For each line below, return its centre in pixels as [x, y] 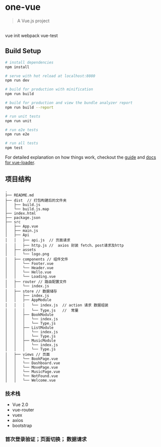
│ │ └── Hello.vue [28, 272]
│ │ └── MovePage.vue [31, 367]
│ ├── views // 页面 [27, 354]
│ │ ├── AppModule [28, 300]
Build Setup [23, 51]
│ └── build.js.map [27, 209]
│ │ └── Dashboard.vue [33, 363]
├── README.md [20, 195]
